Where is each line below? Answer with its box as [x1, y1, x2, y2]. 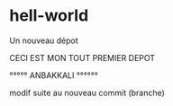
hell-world [9, 5, 89, 26]
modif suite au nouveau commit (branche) [9, 87, 165, 98]
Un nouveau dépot [9, 35, 78, 46]
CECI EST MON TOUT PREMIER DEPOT [9, 52, 156, 63]
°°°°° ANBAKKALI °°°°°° [9, 69, 99, 81]
